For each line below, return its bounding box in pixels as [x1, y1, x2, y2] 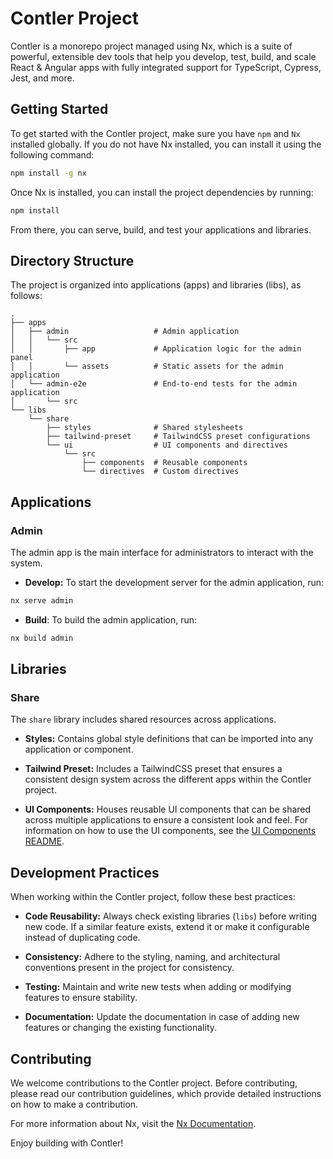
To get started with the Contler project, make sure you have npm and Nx [10, 127, 301, 139]
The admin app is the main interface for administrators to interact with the [10, 547, 314, 558]
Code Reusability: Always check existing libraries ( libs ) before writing [24, 910, 318, 922]
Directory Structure [10, 252, 135, 269]
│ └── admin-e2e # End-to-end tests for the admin [10, 379, 298, 389]
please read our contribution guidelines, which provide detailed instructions [10, 1088, 322, 1100]
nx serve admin [10, 596, 74, 606]
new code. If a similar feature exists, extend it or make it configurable [24, 921, 310, 933]
